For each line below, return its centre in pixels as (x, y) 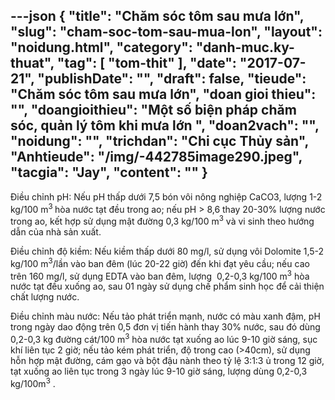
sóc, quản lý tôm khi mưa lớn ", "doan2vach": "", (165, 125)
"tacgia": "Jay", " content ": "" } (109, 172)
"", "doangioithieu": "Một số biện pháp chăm (153, 110)
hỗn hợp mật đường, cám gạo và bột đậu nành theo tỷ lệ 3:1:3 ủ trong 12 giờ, (167, 361)
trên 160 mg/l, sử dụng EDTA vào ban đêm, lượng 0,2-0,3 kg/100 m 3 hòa (160, 275)
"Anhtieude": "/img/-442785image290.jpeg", (156, 157)
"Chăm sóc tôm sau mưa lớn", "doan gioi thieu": (163, 94)
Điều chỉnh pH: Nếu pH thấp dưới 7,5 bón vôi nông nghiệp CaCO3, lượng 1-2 (166, 196)
